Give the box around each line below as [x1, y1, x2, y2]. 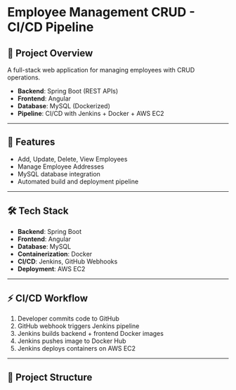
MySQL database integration [17, 169, 100, 178]
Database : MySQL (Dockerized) [17, 102, 111, 110]
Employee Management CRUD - [7, 4, 195, 20]
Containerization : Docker [17, 249, 93, 258]
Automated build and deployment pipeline [17, 177, 139, 186]
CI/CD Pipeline [7, 19, 94, 35]
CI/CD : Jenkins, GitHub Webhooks [17, 257, 118, 266]
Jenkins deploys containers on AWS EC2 [17, 344, 136, 353]
